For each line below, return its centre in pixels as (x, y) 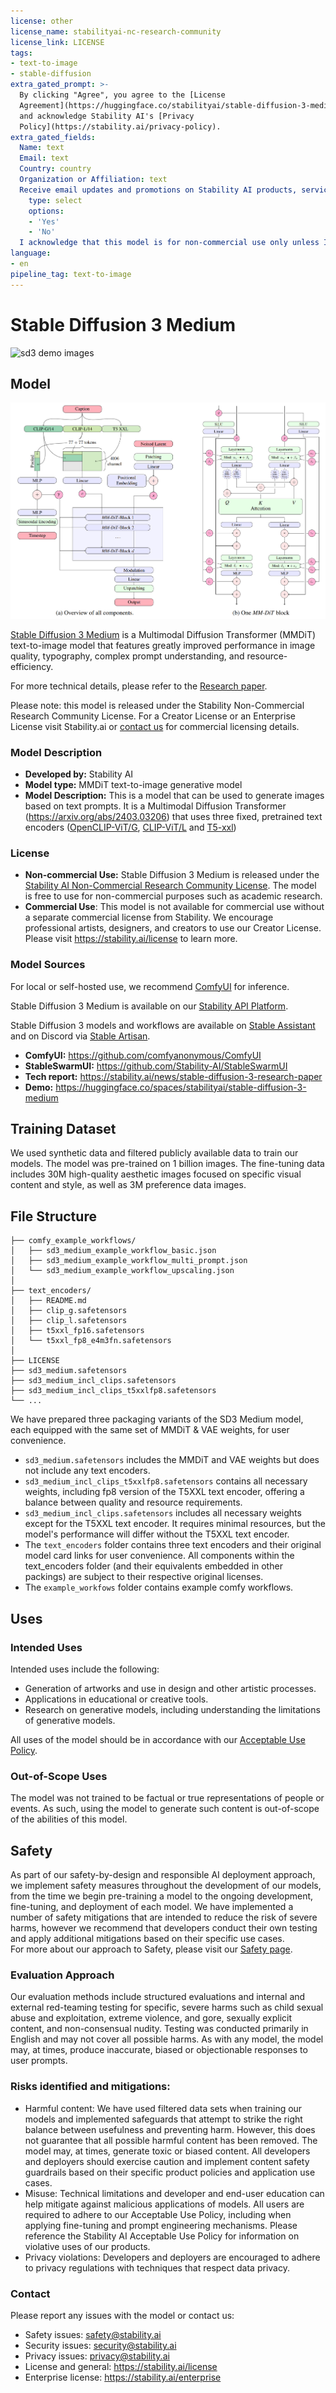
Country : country (55, 169)
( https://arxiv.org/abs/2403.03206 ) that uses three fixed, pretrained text (173, 817)
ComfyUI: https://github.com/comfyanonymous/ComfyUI (143, 1055)
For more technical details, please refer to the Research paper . (139, 686)
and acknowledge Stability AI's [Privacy (107, 116)
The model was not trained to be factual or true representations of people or (167, 1798)
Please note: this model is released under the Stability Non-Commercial (157, 705)
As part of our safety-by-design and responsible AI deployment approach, (163, 1875)
